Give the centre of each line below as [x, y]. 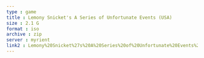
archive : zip [24, 34]
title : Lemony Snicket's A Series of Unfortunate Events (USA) [89, 18]
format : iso [23, 29]
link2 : [16, 46]
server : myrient [28, 40]
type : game [21, 12]
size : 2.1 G [23, 23]
